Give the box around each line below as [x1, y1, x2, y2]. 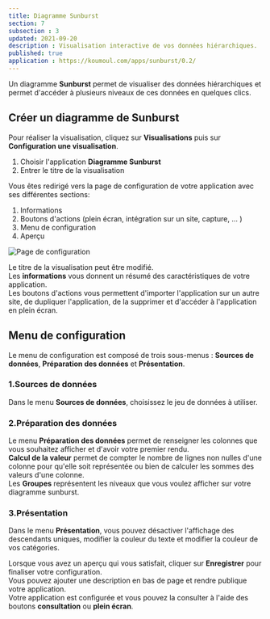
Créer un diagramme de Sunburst [8, 111, 180, 125]
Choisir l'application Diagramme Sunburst [19, 157, 161, 166]
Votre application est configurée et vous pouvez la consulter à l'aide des [8, 593, 248, 603]
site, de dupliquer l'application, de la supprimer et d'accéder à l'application [8, 297, 257, 306]
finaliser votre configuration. [8, 567, 102, 577]
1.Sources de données [8, 379, 98, 390]
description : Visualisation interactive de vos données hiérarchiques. [8, 42, 258, 50]
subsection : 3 [8, 27, 60, 35]
